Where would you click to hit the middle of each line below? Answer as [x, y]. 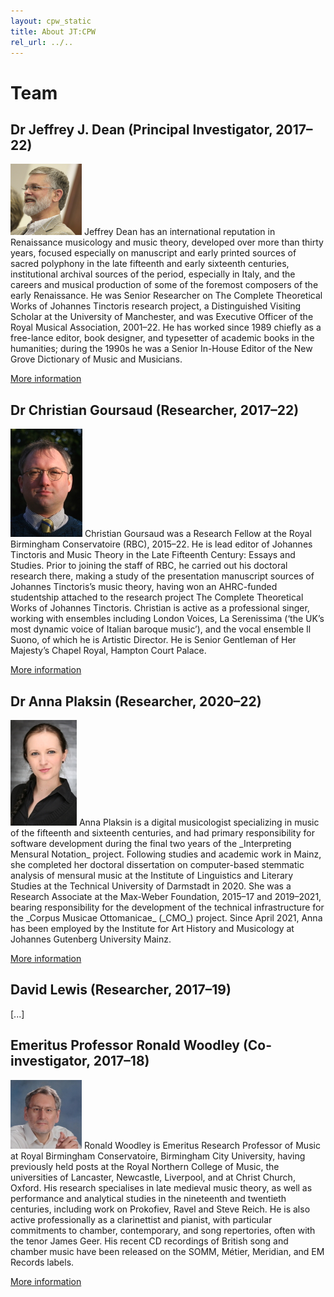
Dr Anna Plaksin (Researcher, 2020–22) [136, 701]
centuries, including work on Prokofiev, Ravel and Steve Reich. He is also [160, 1209]
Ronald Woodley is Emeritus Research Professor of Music [202, 1145]
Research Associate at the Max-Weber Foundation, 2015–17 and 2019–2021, [166, 896]
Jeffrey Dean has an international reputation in [179, 232]
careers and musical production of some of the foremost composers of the [164, 285]
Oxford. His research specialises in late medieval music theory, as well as [161, 1187]
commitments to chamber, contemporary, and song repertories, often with [163, 1230]
